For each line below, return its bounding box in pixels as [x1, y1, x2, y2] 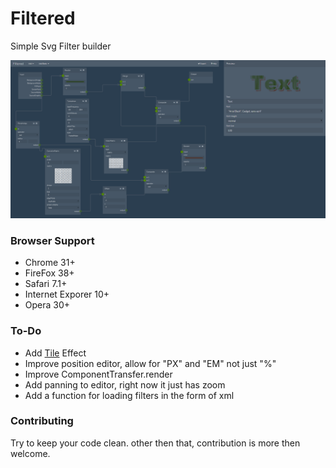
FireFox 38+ [24, 267, 75, 279]
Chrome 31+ [24, 257, 76, 269]
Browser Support [10, 233, 95, 247]
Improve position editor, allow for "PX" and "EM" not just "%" [24, 357, 277, 369]
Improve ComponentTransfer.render [24, 368, 173, 380]
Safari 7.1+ [24, 278, 68, 290]
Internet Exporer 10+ [24, 288, 110, 301]
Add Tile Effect [24, 347, 87, 359]
